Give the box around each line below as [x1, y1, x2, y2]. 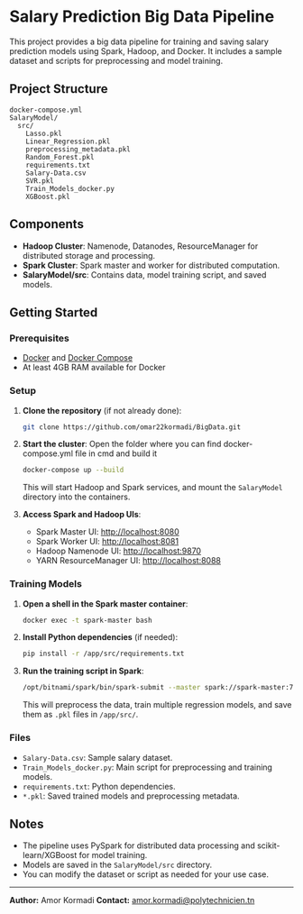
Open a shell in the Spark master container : [22, 598, 188, 609]
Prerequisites [9, 332, 69, 344]
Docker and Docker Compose [22, 352, 133, 363]
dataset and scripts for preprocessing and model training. [9, 55, 224, 66]
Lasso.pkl [25, 129, 63, 138]
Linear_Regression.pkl [25, 137, 111, 146]
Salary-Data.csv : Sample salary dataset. [22, 752, 173, 763]
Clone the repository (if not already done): [22, 405, 182, 416]
